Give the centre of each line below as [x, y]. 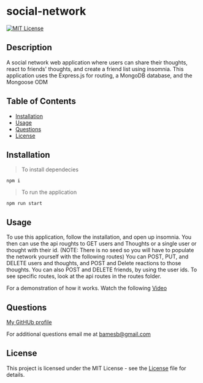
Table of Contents [41, 102]
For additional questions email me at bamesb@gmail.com [79, 334]
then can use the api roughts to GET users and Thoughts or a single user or [101, 244]
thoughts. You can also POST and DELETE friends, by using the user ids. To [102, 270]
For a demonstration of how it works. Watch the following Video [87, 288]
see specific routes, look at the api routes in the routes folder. [84, 276]
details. [16, 374]
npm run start [25, 204]
